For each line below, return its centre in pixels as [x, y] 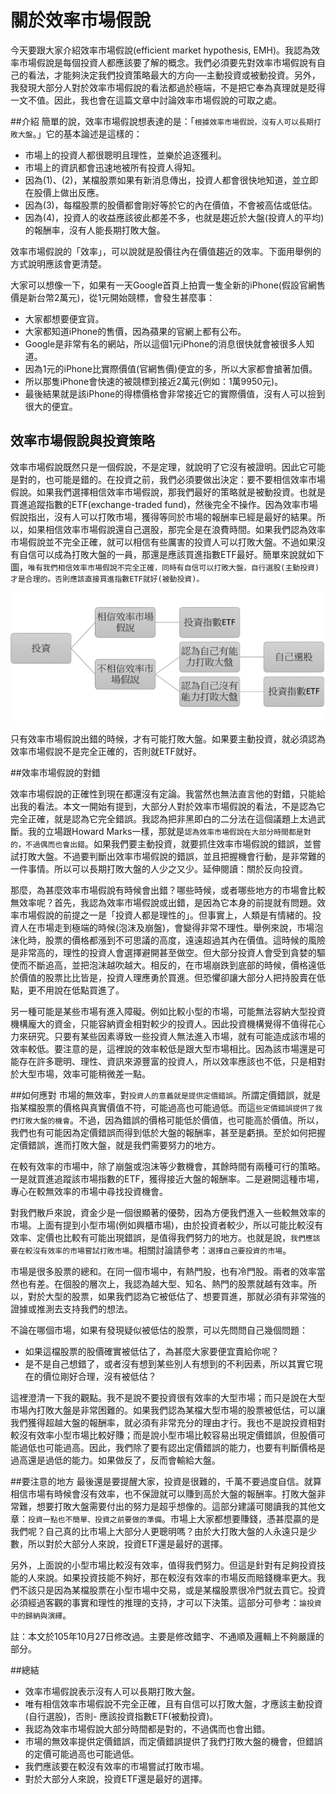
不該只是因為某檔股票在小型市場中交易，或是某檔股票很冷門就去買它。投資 [172, 1590]
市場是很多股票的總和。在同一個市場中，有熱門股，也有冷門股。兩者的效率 [163, 1272]
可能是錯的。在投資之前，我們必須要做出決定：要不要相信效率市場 [189, 479]
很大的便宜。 [51, 406]
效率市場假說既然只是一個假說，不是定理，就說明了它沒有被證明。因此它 [159, 467]
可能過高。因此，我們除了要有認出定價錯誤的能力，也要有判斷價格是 [185, 1448]
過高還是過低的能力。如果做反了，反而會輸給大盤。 [115, 1460]
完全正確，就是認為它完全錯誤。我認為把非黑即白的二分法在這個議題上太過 [163, 819]
